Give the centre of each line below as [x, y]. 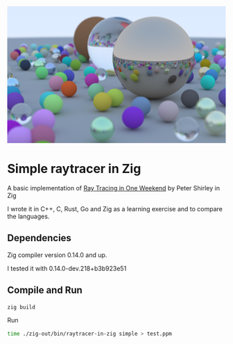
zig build [21, 307]
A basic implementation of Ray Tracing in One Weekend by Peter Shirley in [114, 188]
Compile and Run [45, 290]
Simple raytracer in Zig [74, 169]
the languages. [28, 216]
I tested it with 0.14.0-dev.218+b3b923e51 [67, 268]
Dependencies [39, 238]
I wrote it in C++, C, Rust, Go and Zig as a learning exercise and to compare [115, 208]
